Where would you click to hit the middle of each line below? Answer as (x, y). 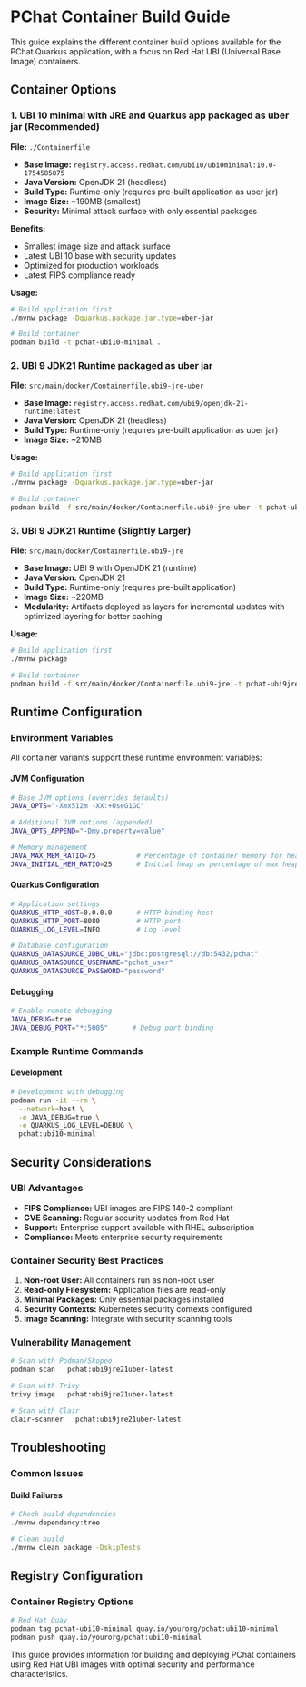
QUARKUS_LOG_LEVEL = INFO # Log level (96, 929)
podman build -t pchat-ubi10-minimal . (86, 342)
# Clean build (37, 1539)
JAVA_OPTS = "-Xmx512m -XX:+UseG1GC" (78, 806)
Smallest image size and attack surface (97, 246)
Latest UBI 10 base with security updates (100, 255)
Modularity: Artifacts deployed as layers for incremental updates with (154, 607)
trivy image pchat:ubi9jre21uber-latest (92, 1395)
